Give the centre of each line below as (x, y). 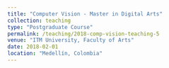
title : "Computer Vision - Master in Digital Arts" (85, 14)
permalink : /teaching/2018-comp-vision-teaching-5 (83, 34)
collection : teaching (39, 21)
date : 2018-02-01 (33, 47)
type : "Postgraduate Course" (50, 27)
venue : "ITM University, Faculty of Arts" (71, 40)
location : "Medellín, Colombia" (55, 54)
